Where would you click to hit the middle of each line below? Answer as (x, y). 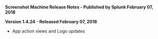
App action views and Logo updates (49, 31)
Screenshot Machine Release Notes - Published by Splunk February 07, (79, 7)
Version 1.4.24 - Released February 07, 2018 (51, 22)
